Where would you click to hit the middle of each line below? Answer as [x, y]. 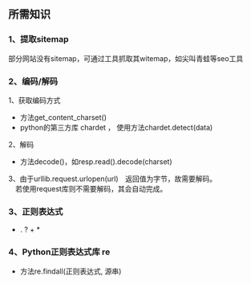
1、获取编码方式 [34, 100]
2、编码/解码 [33, 81]
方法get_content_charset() [63, 117]
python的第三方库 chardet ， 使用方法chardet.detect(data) [116, 127]
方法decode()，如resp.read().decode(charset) [96, 161]
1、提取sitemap [39, 39]
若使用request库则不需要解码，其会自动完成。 [91, 188]
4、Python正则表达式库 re [59, 252]
